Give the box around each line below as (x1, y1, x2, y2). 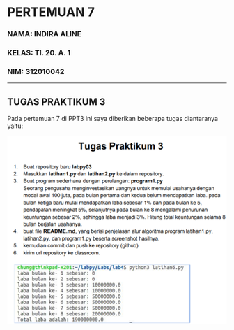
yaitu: (7, 122, 23, 130)
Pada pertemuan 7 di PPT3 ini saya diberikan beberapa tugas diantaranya (7, 115, 218, 123)
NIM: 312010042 (7, 66, 65, 76)
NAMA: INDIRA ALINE (7, 29, 82, 39)
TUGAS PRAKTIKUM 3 (7, 96, 106, 108)
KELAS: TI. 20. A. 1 (7, 48, 71, 58)
